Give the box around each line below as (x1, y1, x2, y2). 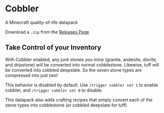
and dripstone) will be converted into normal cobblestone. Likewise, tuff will (5, 61, 160, 67)
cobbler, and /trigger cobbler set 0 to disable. (5, 87, 103, 93)
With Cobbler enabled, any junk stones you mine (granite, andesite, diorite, (5, 56, 157, 62)
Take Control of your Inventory (5, 43, 101, 52)
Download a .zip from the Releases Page (5, 29, 89, 35)
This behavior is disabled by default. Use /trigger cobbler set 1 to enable (5, 82, 158, 88)
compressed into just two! (5, 72, 58, 78)
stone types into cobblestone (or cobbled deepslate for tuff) (5, 102, 127, 108)
